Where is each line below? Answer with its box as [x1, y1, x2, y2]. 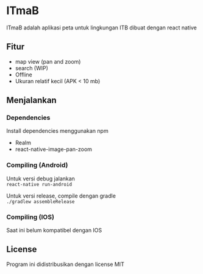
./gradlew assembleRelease [6, 198, 75, 205]
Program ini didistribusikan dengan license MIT [6, 261, 125, 268]
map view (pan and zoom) [15, 57, 81, 65]
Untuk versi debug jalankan [6, 175, 75, 182]
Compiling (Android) [6, 161, 68, 169]
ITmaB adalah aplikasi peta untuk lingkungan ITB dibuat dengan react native [6, 24, 197, 31]
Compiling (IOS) [6, 212, 55, 221]
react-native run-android [6, 181, 72, 187]
